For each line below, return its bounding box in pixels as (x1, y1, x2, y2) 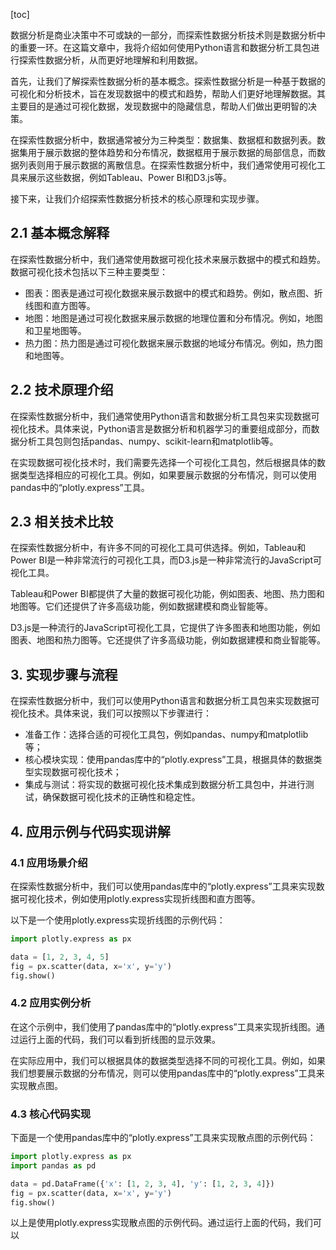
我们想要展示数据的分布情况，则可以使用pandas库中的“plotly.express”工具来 (10, 1067, 325, 1079)
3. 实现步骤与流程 (10, 666, 118, 683)
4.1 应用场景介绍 (10, 855, 88, 869)
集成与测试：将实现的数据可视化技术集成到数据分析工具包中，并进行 (24, 779, 306, 791)
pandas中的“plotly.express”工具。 (10, 481, 150, 493)
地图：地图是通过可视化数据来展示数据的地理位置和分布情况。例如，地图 (24, 312, 323, 324)
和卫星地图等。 (24, 324, 87, 336)
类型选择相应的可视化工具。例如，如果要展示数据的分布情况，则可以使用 (18, 469, 317, 481)
